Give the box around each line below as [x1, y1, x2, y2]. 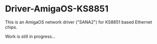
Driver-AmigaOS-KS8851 [5, 3, 108, 14]
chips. [5, 24, 17, 30]
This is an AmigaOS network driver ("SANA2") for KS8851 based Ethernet [5, 19, 152, 25]
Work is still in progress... [5, 33, 56, 39]
